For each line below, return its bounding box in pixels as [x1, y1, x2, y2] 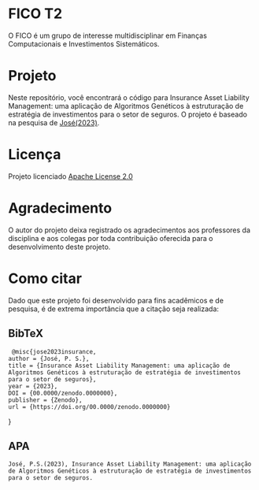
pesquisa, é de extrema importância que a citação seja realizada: [8, 304, 219, 314]
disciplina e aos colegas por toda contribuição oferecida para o [8, 233, 213, 243]
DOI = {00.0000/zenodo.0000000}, [8, 389, 118, 397]
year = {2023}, [8, 382, 58, 390]
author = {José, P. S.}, [8, 355, 90, 362]
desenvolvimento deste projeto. [8, 242, 111, 251]
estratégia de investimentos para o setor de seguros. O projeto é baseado [8, 110, 248, 119]
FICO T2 [8, 5, 63, 23]
